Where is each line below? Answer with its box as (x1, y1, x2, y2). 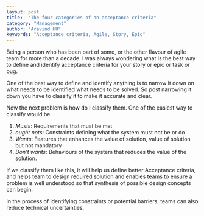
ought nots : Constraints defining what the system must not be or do (15, 129, 185, 136)
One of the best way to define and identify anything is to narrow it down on (6, 80, 195, 87)
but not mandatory (15, 142, 62, 149)
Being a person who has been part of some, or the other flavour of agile (6, 48, 187, 55)
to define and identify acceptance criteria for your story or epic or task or (6, 61, 190, 69)
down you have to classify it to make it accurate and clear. (6, 92, 152, 100)
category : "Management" (6, 20, 67, 26)
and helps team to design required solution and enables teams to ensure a (6, 173, 192, 180)
